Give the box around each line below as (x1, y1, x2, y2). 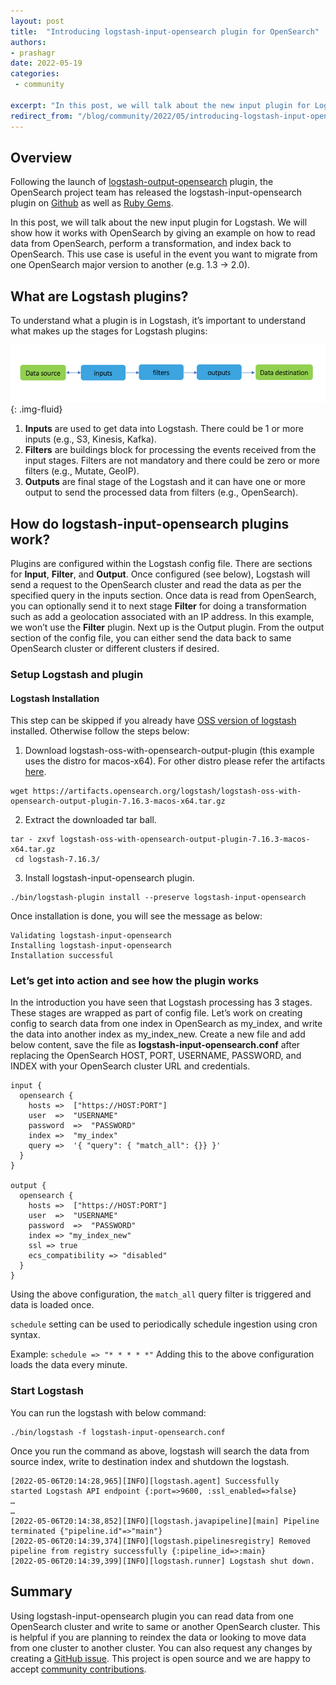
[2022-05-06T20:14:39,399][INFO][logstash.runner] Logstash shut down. (10, 1556, 315, 1566)
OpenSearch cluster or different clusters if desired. (10, 642, 220, 654)
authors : (10, 37, 47, 47)
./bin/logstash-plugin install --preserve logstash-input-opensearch (10, 893, 307, 903)
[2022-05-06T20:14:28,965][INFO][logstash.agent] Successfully (10, 1476, 280, 1486)
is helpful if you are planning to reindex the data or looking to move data (10, 1631, 307, 1643)
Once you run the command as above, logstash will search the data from (10, 1445, 310, 1457)
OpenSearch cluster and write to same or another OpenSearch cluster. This (10, 1620, 321, 1632)
